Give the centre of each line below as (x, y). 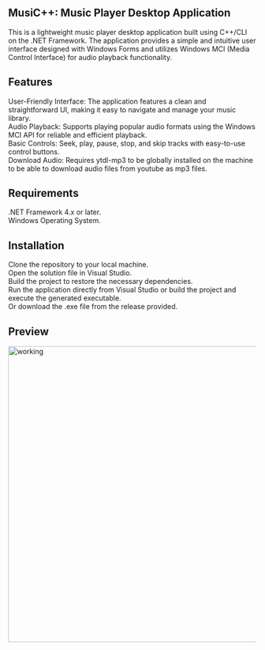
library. (20, 118)
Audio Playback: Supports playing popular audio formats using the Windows (132, 127)
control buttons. (34, 151)
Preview (29, 331)
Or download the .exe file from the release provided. (93, 307)
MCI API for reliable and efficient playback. (78, 134)
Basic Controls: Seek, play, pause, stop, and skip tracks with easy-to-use (127, 143)
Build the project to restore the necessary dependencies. (101, 282)
